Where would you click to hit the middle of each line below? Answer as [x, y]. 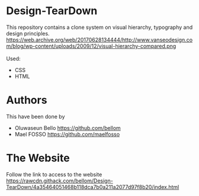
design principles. [28, 33]
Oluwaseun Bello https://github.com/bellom [68, 128]
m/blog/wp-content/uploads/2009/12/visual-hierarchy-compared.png [91, 46]
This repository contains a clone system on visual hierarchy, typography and [99, 27]
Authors [27, 100]
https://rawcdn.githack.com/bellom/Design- [60, 181]
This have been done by [36, 116]
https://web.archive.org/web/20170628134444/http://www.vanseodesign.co [99, 40]
